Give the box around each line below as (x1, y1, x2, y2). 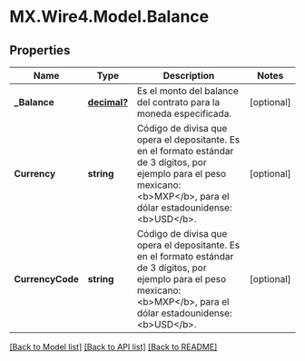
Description (162, 70, 215, 82)
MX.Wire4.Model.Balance (9, 6, 210, 27)
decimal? (87, 96, 129, 108)
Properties (9, 43, 71, 58)
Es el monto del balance (136, 84, 239, 97)
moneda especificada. (136, 107, 232, 120)
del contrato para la (136, 96, 221, 108)
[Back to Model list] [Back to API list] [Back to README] (9, 342, 218, 352)
